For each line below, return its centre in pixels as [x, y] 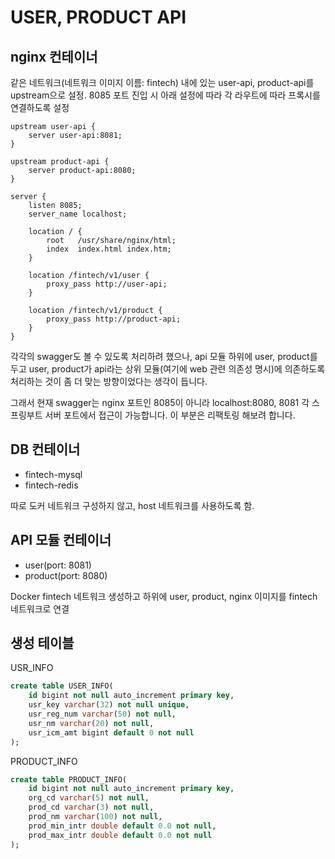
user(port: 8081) [58, 565]
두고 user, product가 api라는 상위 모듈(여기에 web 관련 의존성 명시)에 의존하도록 [168, 369]
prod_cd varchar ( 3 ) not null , [91, 807]
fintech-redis [51, 485]
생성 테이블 [42, 643]
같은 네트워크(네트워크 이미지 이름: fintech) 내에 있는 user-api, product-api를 [162, 82]
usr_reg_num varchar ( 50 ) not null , [102, 714]
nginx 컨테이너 [54, 56]
